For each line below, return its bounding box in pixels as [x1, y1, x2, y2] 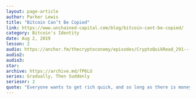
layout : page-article [6, 8, 59, 15]
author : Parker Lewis [6, 14, 59, 20]
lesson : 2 [6, 41, 30, 47]
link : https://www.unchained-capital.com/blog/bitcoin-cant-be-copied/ [6, 24, 184, 31]
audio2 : [6, 52, 25, 58]
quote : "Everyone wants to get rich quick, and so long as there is [6, 84, 176, 90]
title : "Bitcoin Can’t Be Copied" [6, 19, 90, 25]
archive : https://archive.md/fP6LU [6, 68, 93, 74]
